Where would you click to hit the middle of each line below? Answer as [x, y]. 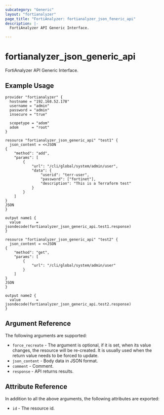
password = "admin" [30, 110]
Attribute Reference [36, 387]
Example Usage [30, 86]
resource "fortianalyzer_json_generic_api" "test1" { [62, 140]
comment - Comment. [33, 366]
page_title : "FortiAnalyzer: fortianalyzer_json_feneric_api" [70, 19]
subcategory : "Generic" [30, 10]
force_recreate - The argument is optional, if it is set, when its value [82, 345]
